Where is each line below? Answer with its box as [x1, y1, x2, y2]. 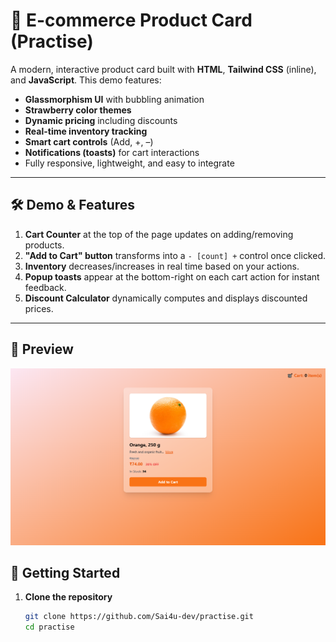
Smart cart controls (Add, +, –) [24, 135, 154, 148]
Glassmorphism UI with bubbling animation [24, 93, 205, 105]
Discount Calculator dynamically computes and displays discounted [24, 292, 308, 304]
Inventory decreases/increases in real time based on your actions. [24, 260, 300, 272]
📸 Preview [10, 341, 74, 358]
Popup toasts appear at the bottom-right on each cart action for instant [24, 270, 320, 283]
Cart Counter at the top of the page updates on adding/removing [24, 228, 294, 240]
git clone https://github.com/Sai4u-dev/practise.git [24, 612, 254, 622]
